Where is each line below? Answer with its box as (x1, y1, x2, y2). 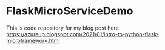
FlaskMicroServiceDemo (6, 4, 133, 18)
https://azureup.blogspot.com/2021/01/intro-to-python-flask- (6, 30, 160, 37)
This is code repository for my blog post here (6, 24, 120, 31)
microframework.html (6, 37, 60, 44)
